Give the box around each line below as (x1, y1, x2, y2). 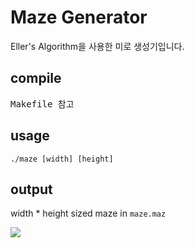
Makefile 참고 (10, 98, 75, 110)
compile (10, 70, 62, 87)
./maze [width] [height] (10, 154, 114, 164)
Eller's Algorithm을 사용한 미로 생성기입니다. (10, 40, 185, 52)
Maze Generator (10, 6, 148, 29)
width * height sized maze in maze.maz (10, 207, 167, 220)
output (10, 181, 53, 198)
